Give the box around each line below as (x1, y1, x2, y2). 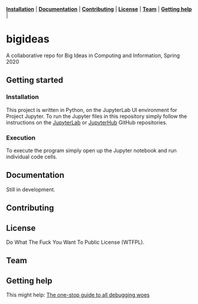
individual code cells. (6, 153, 58, 160)
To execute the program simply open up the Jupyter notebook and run (6, 147, 177, 154)
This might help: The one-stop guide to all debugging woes (6, 292, 150, 299)
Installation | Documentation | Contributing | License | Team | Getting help (6, 6, 192, 12)
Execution (6, 133, 36, 141)
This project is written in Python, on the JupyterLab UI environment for (6, 106, 178, 113)
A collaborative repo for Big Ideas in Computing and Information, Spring (6, 52, 180, 59)
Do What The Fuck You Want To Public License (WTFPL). (6, 239, 144, 246)
